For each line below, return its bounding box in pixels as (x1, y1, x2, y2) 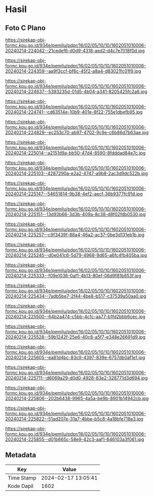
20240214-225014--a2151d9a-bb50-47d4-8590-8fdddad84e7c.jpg (5, 150, 146, 156)
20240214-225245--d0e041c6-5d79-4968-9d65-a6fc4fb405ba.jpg (5, 252, 147, 258)
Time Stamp (8, 474, 37, 481)
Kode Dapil (8, 482, 34, 489)
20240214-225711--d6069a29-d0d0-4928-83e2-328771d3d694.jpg (5, 375, 148, 381)
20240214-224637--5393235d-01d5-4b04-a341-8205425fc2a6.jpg (5, 89, 147, 94)
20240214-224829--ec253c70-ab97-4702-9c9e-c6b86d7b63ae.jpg (5, 129, 149, 135)
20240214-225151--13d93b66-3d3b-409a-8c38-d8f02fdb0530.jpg (5, 211, 146, 217)
